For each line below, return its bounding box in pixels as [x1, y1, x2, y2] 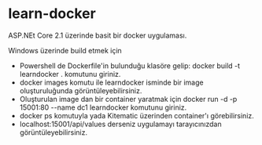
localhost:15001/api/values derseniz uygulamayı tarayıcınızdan [19, 119, 222, 129]
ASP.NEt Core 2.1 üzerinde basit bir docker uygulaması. [8, 31, 187, 40]
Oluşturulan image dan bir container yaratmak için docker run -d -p [19, 94, 238, 103]
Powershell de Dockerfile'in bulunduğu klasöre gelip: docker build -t [19, 60, 241, 71]
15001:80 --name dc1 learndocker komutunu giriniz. [19, 103, 187, 112]
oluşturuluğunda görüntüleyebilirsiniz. [19, 85, 142, 95]
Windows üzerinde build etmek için [8, 45, 122, 55]
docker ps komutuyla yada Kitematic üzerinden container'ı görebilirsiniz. [19, 111, 254, 120]
